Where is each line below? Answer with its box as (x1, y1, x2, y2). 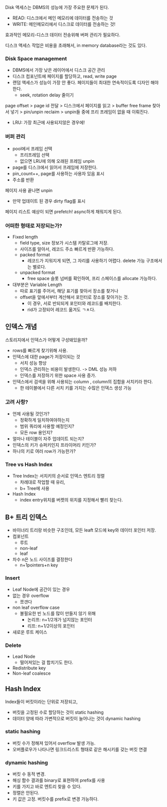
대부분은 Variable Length (12, 281, 62, 287)
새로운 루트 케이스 (12, 629, 47, 635)
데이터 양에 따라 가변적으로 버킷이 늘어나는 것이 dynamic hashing (12, 715, 141, 721)
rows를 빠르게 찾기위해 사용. (12, 347, 68, 353)
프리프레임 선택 (19, 152, 50, 158)
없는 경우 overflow (12, 593, 49, 599)
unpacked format (19, 269, 56, 275)
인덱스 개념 (5, 322, 37, 331)
